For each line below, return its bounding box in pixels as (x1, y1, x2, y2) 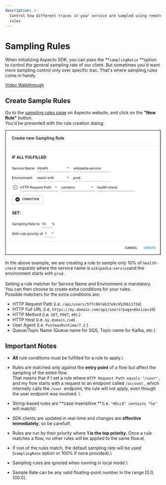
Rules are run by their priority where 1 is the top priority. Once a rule (12, 430, 152, 436)
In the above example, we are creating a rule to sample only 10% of (5, 260, 142, 266)
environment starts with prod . (5, 270, 65, 276)
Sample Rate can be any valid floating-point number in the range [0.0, (12, 470, 155, 476)
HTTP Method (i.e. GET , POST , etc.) (12, 312, 81, 318)
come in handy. (5, 72, 37, 79)
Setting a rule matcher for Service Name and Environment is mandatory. (5, 281, 152, 287)
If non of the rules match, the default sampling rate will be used (12, 445, 142, 451)
